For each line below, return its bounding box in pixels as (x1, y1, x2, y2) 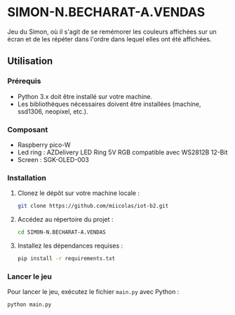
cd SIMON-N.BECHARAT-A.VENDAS (17, 229, 107, 236)
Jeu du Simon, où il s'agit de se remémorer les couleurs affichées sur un (7, 27, 217, 36)
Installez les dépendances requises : (17, 241, 123, 250)
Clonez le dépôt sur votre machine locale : (17, 189, 140, 197)
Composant (7, 124, 48, 134)
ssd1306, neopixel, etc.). (17, 107, 88, 116)
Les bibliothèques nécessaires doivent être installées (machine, (17, 100, 201, 108)
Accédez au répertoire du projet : (17, 215, 114, 224)
